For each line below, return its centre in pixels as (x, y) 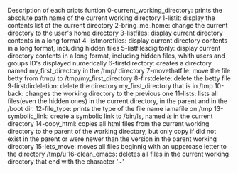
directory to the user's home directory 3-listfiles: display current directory (115, 33)
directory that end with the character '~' (66, 162)
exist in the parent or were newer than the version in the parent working (112, 139)
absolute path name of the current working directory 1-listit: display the (111, 18)
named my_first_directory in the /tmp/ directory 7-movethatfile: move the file (119, 71)
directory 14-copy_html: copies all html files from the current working (108, 124)
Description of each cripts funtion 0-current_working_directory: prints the (115, 10)
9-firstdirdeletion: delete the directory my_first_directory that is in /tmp (110, 86)
